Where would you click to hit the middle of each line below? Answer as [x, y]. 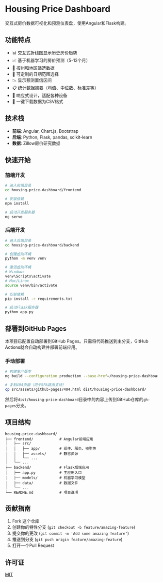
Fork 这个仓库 [26, 521]
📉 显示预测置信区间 [32, 80]
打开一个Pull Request [33, 545]
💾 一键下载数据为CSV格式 [38, 101]
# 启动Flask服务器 [22, 308]
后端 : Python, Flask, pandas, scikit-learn [52, 137]
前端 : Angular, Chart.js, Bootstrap [45, 131]
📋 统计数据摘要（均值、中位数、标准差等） [55, 88]
